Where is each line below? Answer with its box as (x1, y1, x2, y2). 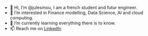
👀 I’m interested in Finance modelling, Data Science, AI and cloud (9, 10, 144, 16)
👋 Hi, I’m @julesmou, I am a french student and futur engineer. (9, 5, 138, 10)
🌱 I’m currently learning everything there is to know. (9, 20, 116, 26)
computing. (9, 15, 34, 20)
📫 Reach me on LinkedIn (9, 26, 62, 31)
